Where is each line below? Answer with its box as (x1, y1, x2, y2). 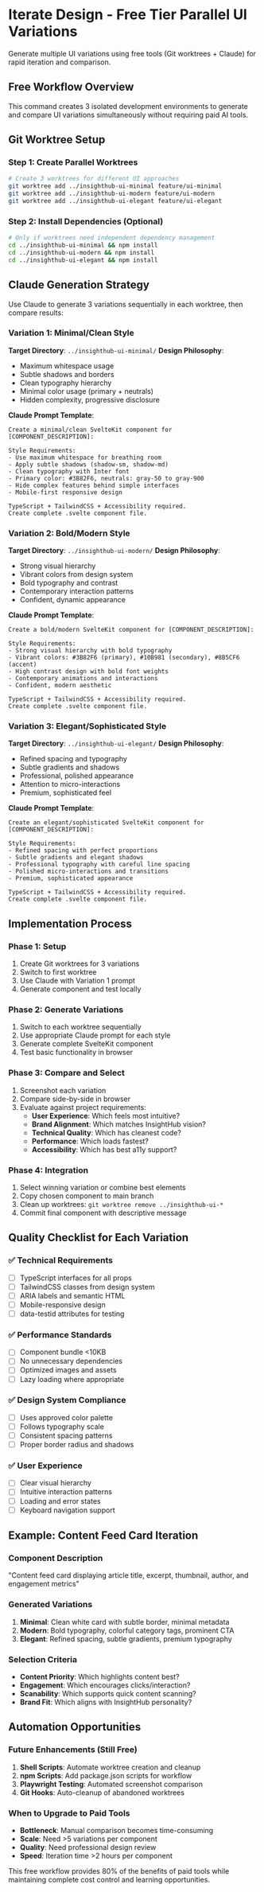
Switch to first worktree (19, 967, 97, 977)
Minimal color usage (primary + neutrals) (19, 386, 153, 395)
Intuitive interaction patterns (19, 1487, 113, 1497)
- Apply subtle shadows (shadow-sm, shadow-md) (8, 460, 169, 469)
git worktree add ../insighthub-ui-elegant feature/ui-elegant (8, 197, 223, 205)
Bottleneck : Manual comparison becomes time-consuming (19, 1825, 214, 1835)
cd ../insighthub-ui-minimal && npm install (8, 241, 158, 250)
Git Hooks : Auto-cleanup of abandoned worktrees (19, 1788, 185, 1797)
